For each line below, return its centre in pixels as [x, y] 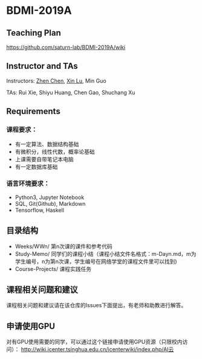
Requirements [33, 111]
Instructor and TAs [42, 66]
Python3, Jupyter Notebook [50, 197]
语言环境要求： [28, 183]
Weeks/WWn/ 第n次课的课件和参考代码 [64, 246]
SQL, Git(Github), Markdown [50, 203]
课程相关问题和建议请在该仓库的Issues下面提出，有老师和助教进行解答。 [96, 305]
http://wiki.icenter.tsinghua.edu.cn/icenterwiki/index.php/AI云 [97, 349]
